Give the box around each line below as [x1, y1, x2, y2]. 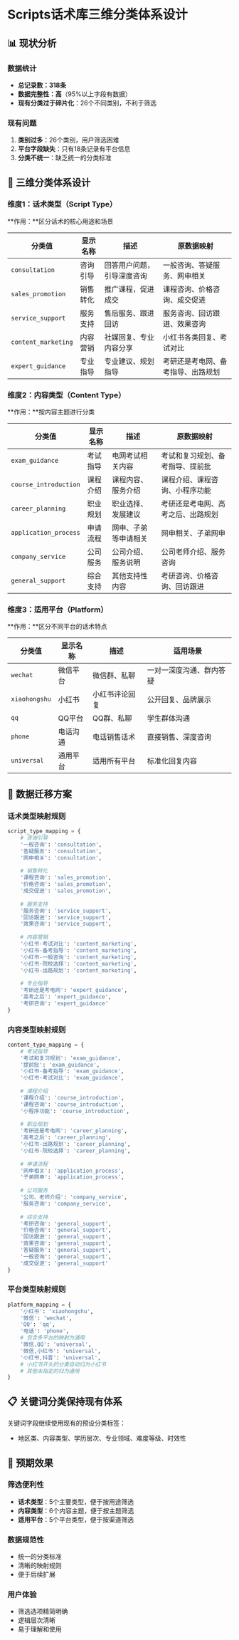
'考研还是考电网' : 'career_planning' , [20, 1127, 128, 1134]
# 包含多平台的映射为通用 [20, 1335, 85, 1342]
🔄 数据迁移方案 [7, 788, 73, 800]
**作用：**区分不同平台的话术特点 [7, 622, 108, 631]
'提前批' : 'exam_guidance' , [20, 1061, 100, 1068]
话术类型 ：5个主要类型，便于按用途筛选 [17, 1497, 134, 1506]
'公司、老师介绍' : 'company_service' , [20, 1194, 128, 1201]
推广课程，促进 [104, 284, 155, 294]
